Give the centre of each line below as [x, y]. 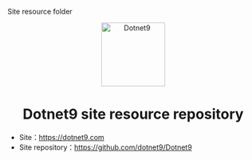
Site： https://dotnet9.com [61, 137]
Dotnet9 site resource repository [133, 114]
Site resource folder [40, 12]
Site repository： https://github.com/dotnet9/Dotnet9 [105, 147]
